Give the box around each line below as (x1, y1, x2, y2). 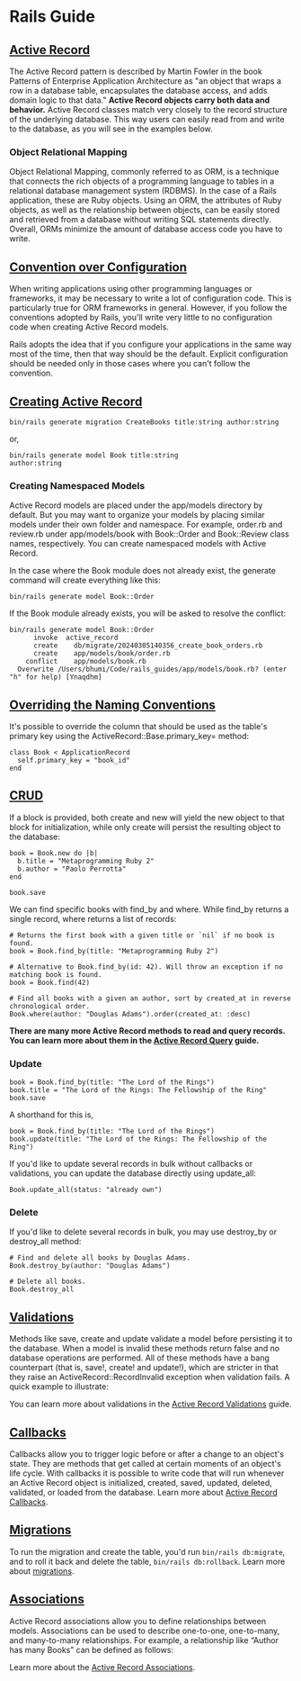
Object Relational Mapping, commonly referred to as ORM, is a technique (9, 167, 279, 177)
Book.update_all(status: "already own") (9, 1186, 164, 1195)
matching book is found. (9, 970, 102, 979)
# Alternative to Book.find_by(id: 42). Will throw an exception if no (9, 962, 283, 972)
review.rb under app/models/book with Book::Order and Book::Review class (9, 529, 289, 539)
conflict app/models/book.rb (25, 657, 146, 666)
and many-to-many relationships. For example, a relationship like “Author (9, 1634, 279, 1645)
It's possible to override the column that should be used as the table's (9, 721, 268, 732)
